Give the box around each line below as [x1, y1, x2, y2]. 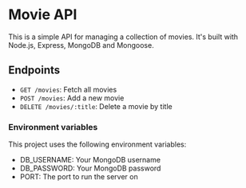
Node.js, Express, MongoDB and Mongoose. [8, 40, 154, 49]
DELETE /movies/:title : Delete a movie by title [19, 101, 173, 111]
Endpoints [8, 64, 61, 77]
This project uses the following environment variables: [8, 139, 187, 149]
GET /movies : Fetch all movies [19, 84, 117, 94]
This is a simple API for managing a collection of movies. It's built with [8, 32, 238, 41]
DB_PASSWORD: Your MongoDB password [19, 163, 161, 173]
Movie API [8, 6, 77, 24]
